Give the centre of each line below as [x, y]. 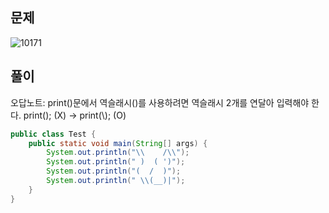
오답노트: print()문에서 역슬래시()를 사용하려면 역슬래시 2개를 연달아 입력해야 [160, 102]
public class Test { [53, 134]
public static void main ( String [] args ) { [118, 143]
